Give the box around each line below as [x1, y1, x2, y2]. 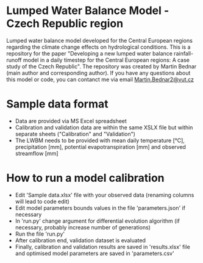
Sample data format [6, 97, 109, 111]
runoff [6, 56, 23, 63]
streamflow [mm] [15, 150, 59, 157]
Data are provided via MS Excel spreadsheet [15, 117, 127, 124]
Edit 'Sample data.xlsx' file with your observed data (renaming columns [15, 191, 194, 198]
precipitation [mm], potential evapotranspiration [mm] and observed [15, 143, 186, 150]
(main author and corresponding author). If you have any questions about [6, 69, 191, 76]
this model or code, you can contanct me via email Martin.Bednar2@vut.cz [6, 76, 194, 83]
